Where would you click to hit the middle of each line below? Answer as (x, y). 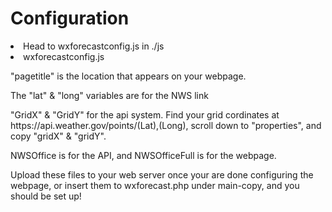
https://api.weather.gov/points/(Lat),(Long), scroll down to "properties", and (166, 125)
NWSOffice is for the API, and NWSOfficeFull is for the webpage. (143, 155)
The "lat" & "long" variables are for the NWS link (109, 95)
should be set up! (46, 196)
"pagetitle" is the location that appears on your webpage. (128, 76)
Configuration (70, 18)
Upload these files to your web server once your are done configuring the (162, 174)
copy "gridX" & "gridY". (58, 136)
